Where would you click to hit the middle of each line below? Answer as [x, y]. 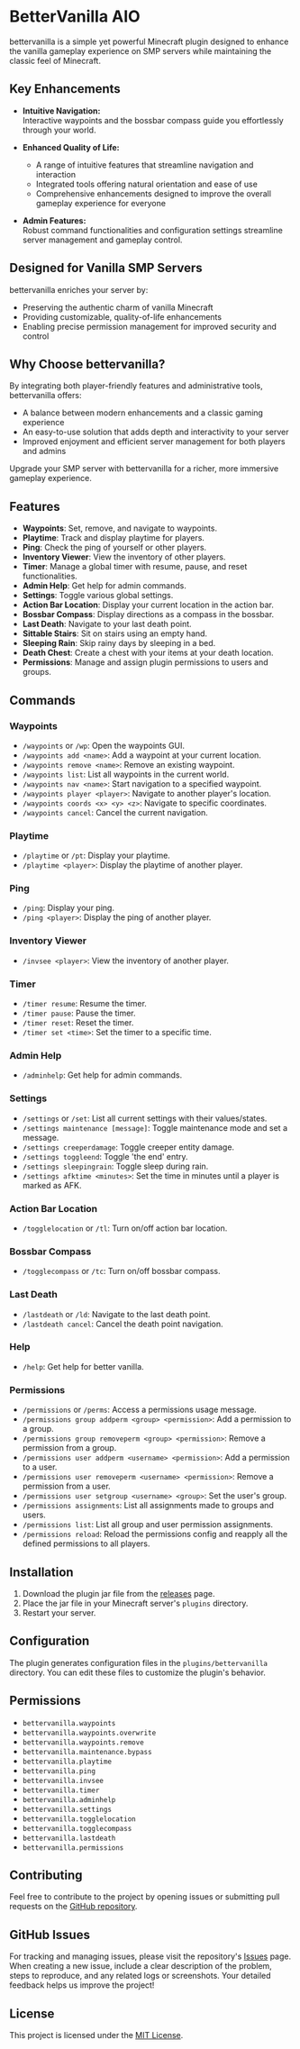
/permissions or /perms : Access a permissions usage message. [139, 1410]
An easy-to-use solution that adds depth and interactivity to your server [155, 432]
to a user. [40, 1467]
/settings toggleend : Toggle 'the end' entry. [105, 1156]
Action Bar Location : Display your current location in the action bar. [148, 605]
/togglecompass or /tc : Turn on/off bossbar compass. [121, 1271]
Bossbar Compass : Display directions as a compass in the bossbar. [148, 615]
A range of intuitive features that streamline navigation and [145, 165]
